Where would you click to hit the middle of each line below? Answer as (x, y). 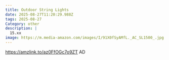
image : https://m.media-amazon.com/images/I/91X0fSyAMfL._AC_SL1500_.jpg (85, 38)
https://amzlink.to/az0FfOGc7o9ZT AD (45, 52)
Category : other (22, 24)
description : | (21, 28)
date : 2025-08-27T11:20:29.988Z (39, 14)
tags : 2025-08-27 (24, 19)
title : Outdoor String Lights (37, 10)
